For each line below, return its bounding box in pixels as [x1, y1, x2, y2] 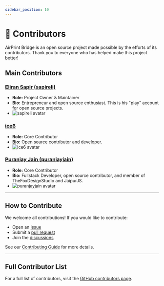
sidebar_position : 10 [5, 7, 49, 12]
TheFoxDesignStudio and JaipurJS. [12, 177, 83, 183]
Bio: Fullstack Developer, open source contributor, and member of [12, 172, 145, 178]
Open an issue [12, 224, 41, 230]
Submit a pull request [12, 229, 55, 235]
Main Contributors [5, 69, 62, 77]
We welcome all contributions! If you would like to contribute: [5, 215, 128, 220]
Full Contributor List [5, 263, 67, 271]
